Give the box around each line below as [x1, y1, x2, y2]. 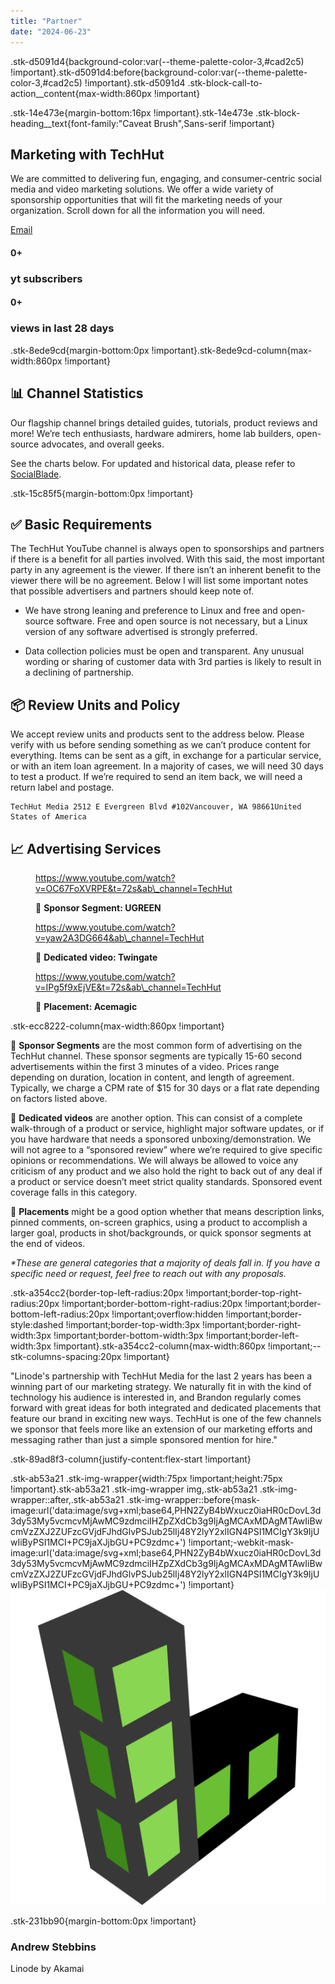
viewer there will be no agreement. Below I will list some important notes [10, 575, 309, 587]
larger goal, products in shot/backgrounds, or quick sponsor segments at [10, 1226, 312, 1239]
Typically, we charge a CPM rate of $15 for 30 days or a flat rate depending [10, 1081, 320, 1094]
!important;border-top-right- [185, 1286, 303, 1299]
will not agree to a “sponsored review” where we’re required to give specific [10, 1143, 323, 1155]
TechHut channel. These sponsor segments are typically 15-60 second [10, 1050, 302, 1062]
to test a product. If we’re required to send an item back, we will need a [10, 771, 303, 783]
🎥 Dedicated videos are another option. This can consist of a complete [10, 1111, 303, 1124]
